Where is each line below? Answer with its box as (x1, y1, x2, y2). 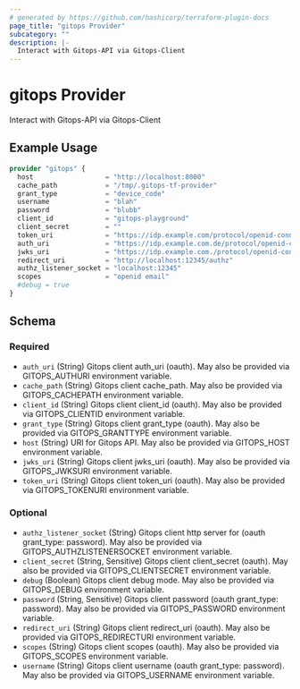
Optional (9, 506, 47, 519)
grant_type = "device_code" (17, 189, 166, 198)
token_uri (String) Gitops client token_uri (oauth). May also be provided (21, 475, 286, 486)
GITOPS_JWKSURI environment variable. (21, 465, 172, 476)
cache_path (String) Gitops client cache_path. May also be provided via (21, 379, 283, 390)
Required (9, 341, 50, 353)
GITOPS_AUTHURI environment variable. (21, 370, 172, 381)
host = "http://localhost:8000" (17, 172, 205, 182)
